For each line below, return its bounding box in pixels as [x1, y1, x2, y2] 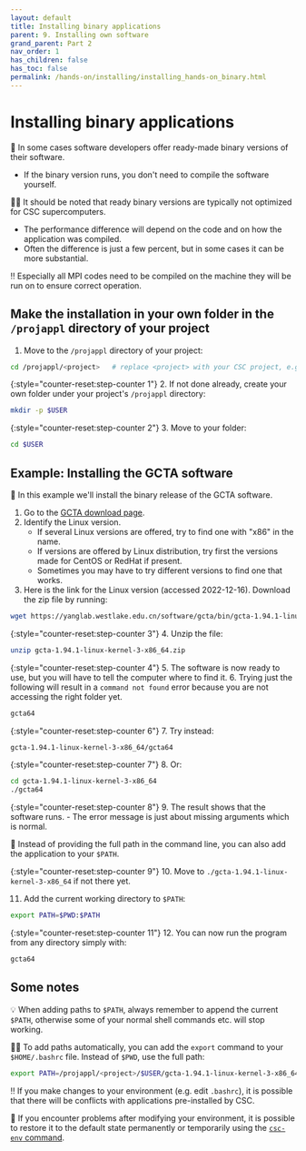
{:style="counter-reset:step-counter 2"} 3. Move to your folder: [10, 422, 247, 433]
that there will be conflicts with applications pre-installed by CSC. [10, 1095, 255, 1106]
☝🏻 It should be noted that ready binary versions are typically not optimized [10, 197, 292, 207]
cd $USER [10, 440, 44, 449]
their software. [10, 151, 65, 162]
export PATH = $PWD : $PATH [10, 911, 101, 920]
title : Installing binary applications [10, 22, 162, 31]
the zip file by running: [23, 593, 108, 605]
